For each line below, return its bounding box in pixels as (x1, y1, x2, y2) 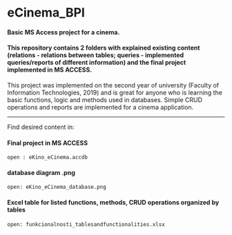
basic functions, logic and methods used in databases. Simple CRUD (7, 95, 202, 104)
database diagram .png (7, 168, 76, 176)
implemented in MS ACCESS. (7, 65, 93, 74)
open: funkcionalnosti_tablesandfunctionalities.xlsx (7, 221, 166, 228)
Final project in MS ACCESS (7, 139, 88, 147)
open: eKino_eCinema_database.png (7, 184, 107, 191)
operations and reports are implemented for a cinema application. (7, 103, 194, 111)
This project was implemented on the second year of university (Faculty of (7, 81, 220, 89)
